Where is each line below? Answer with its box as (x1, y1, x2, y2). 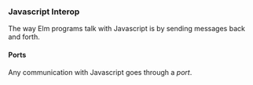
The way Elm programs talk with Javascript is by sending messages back (8, 24, 246, 34)
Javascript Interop (8, 6, 80, 17)
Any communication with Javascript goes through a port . (8, 67, 192, 76)
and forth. (8, 32, 41, 41)
